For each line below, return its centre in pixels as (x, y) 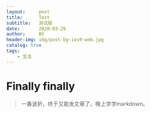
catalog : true (24, 46)
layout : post (28, 12)
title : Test (28, 17)
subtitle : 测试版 (29, 23)
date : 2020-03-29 (36, 29)
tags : (13, 51)
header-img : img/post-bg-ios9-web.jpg (55, 40)
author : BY (25, 34)
